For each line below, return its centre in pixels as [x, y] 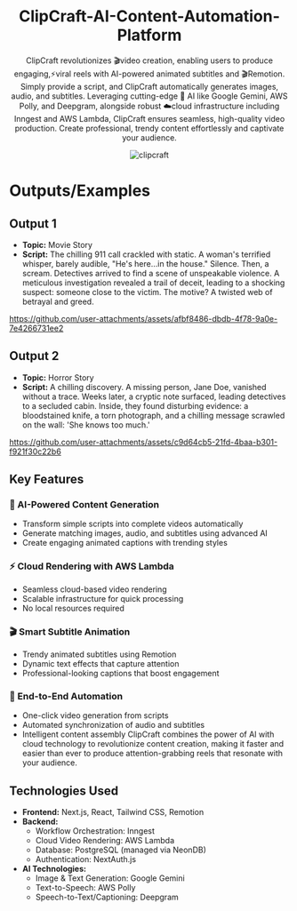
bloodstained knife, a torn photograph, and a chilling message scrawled [153, 415]
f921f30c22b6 [36, 452]
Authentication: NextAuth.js [85, 859]
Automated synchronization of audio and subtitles [113, 725]
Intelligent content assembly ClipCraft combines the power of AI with [148, 734]
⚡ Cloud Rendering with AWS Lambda [92, 566]
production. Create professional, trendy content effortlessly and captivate [149, 128]
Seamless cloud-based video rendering [94, 589]
